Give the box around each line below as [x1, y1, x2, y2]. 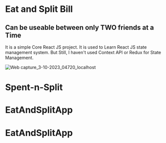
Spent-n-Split [5, 82, 63, 93]
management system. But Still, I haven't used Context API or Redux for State [5, 50, 162, 55]
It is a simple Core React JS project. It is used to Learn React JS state [5, 44, 147, 50]
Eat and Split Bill [5, 3, 73, 15]
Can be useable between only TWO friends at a [5, 23, 154, 32]
